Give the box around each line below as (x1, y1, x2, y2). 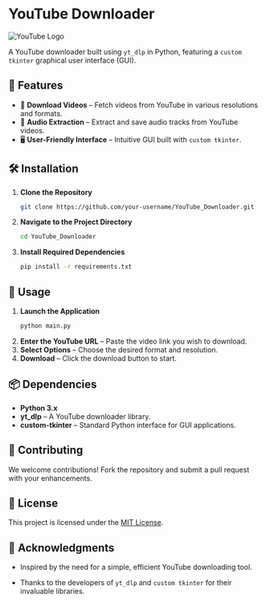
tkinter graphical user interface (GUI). (8, 55, 137, 65)
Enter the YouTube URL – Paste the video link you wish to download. (19, 336, 248, 346)
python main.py (19, 322, 72, 330)
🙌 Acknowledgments (8, 541, 115, 555)
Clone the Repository (19, 187, 92, 197)
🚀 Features (8, 79, 63, 92)
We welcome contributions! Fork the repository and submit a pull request (8, 465, 250, 474)
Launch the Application (19, 307, 100, 315)
